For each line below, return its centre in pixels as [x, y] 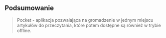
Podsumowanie [29, 8]
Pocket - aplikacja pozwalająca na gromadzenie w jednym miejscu [85, 20]
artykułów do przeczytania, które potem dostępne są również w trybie [89, 25]
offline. [24, 30]
